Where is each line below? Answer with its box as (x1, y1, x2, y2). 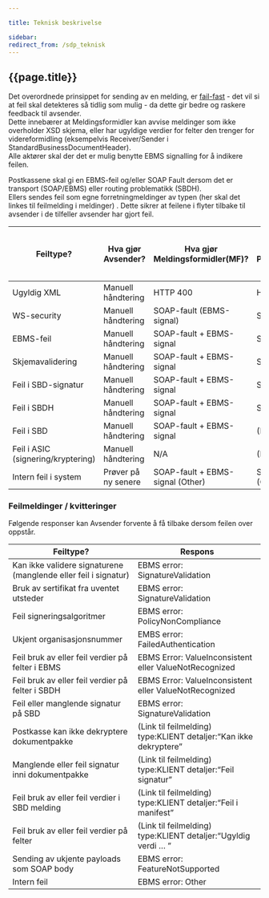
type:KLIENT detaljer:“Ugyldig (137, 831, 251, 842)
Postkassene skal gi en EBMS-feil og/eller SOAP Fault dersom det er (8, 176, 234, 185)
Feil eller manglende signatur (12, 698, 122, 710)
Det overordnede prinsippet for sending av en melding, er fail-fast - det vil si (8, 91, 260, 101)
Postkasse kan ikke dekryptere (12, 726, 128, 738)
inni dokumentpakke (12, 769, 90, 780)
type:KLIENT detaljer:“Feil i (137, 797, 239, 808)
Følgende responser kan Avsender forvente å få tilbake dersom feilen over (8, 519, 254, 528)
